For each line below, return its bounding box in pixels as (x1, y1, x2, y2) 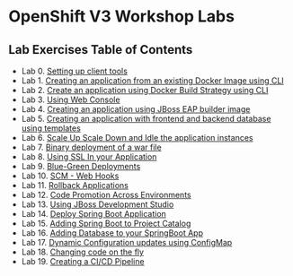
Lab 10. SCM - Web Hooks (21, 170, 120, 181)
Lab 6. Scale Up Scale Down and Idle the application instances (21, 133, 253, 142)
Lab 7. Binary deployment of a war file (21, 142, 163, 152)
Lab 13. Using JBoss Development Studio (21, 199, 174, 210)
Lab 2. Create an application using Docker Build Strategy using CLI (21, 85, 269, 95)
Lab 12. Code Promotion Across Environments (21, 190, 191, 200)
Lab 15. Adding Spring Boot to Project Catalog (21, 218, 191, 229)
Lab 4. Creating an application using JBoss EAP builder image (21, 104, 251, 114)
